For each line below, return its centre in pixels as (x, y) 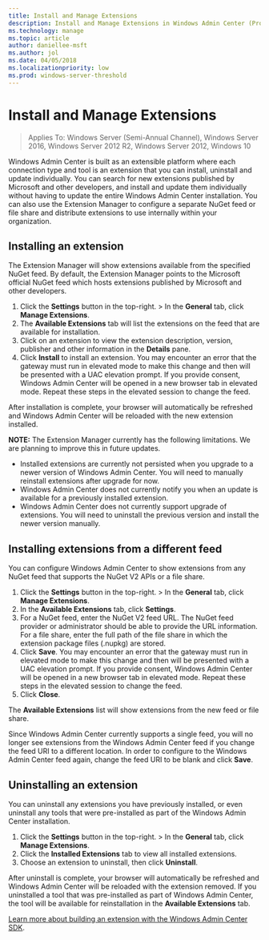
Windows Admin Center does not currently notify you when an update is (139, 489)
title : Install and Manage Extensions (73, 16)
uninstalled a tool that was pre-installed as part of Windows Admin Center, (131, 895)
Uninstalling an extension (73, 785)
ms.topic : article (39, 38)
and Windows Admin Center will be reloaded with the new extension (121, 416)
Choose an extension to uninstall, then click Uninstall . (109, 862)
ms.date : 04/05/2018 (43, 61)
